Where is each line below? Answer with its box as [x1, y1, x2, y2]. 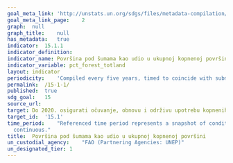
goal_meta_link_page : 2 [7, 17, 85, 24]
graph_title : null [7, 29, 70, 37]
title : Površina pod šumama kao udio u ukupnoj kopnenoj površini [7, 132, 207, 139]
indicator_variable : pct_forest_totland [7, 62, 126, 69]
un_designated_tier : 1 [7, 146, 73, 153]
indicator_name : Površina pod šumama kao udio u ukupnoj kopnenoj [7, 55, 203, 62]
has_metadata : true [7, 36, 70, 43]
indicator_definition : [7, 49, 73, 56]
